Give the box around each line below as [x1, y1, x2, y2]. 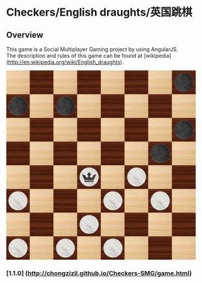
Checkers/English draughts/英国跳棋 [6, 5, 192, 19]
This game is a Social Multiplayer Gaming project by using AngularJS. [6, 46, 179, 53]
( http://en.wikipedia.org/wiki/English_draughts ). [6, 58, 124, 65]
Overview [6, 29, 44, 40]
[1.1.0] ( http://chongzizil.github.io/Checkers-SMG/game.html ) [6, 269, 192, 277]
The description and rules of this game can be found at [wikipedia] [6, 52, 171, 59]
